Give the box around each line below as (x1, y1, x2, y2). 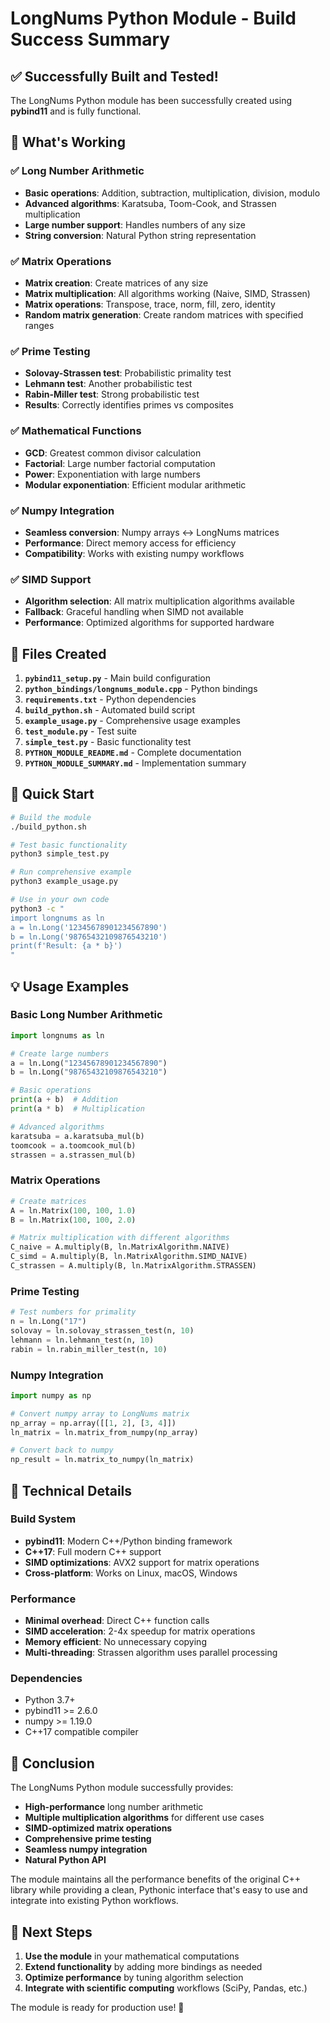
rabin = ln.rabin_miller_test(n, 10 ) (10, 1344, 168, 1354)
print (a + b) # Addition (10, 1095, 118, 1105)
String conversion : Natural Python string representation (24, 229, 257, 241)
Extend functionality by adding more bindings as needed (24, 1961, 263, 1973)
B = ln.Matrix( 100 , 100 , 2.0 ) (10, 1215, 137, 1225)
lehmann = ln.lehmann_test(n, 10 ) (10, 1335, 155, 1345)
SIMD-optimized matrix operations (24, 1822, 173, 1834)
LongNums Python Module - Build (10, 7, 297, 30)
